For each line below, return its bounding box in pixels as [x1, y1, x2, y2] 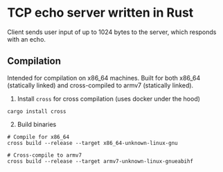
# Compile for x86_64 [7, 133, 70, 140]
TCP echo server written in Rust [7, 5, 194, 21]
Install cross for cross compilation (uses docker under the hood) [17, 94, 201, 103]
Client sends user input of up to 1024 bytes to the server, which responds [7, 28, 217, 36]
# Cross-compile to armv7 [7, 151, 82, 159]
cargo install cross [7, 108, 67, 115]
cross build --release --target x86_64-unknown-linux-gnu [7, 139, 178, 146]
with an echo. [7, 35, 46, 43]
